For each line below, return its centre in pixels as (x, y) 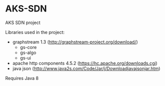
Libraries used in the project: (35, 32)
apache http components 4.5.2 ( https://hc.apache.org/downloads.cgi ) (85, 63)
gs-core (28, 47)
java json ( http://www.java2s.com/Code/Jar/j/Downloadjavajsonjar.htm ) (86, 68)
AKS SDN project (23, 22)
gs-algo (28, 52)
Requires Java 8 (22, 78)
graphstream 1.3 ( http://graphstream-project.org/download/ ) (75, 42)
